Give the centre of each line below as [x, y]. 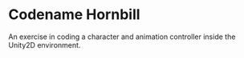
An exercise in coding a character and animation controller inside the [122, 37]
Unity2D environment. [45, 44]
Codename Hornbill [74, 15]
